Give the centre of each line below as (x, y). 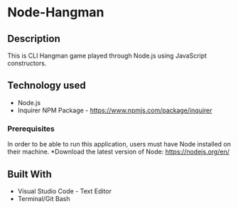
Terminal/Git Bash (44, 198)
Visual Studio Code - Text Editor (65, 191)
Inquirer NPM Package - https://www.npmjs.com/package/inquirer (115, 110)
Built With (29, 174)
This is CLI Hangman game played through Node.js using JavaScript (107, 55)
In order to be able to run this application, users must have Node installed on (119, 144)
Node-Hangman (56, 12)
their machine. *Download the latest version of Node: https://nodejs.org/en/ (118, 152)
